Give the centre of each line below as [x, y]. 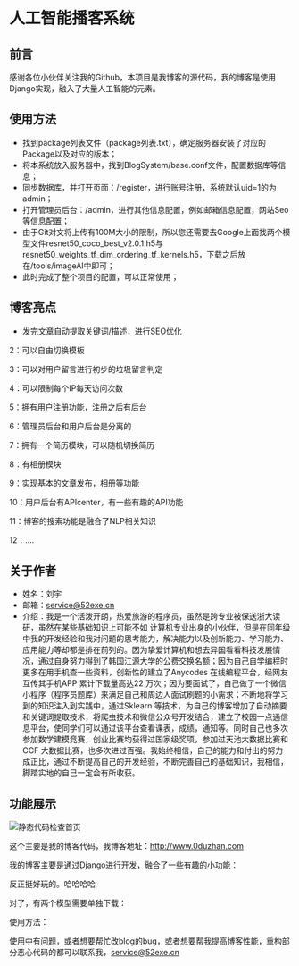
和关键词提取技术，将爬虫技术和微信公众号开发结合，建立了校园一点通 [151, 717]
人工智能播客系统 [72, 18]
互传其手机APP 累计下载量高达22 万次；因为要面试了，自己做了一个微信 [154, 683]
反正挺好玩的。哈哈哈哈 [52, 884]
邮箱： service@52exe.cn [68, 606]
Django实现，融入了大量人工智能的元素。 [85, 89]
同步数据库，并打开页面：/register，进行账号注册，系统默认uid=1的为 [149, 187]
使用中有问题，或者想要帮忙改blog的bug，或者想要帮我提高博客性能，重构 [146, 941]
